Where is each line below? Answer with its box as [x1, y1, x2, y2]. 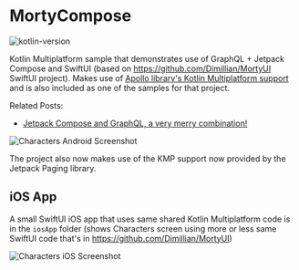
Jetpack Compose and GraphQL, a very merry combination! [22, 118, 248, 129]
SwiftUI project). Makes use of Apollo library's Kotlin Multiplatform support [9, 72, 289, 83]
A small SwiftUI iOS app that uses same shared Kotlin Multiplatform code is [9, 213, 291, 224]
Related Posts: [9, 99, 64, 110]
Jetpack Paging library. [9, 162, 97, 173]
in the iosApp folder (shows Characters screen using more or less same [9, 223, 277, 234]
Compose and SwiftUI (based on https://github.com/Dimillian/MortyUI [9, 63, 272, 74]
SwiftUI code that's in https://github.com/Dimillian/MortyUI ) [9, 233, 232, 244]
